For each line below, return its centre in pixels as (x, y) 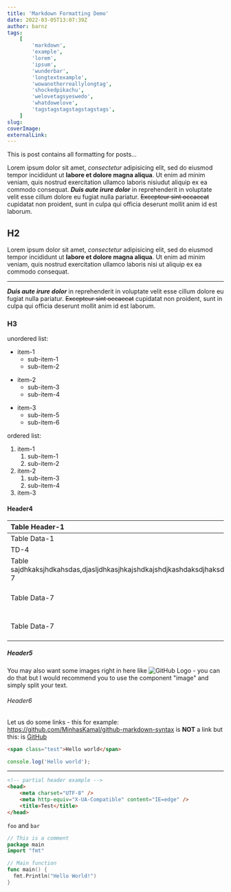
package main (26, 845)
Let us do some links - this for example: (63, 722)
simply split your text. (37, 685)
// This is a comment (38, 838)
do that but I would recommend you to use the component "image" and (108, 678)
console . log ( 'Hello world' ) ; (49, 761)
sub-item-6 (43, 423)
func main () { (27, 870)
